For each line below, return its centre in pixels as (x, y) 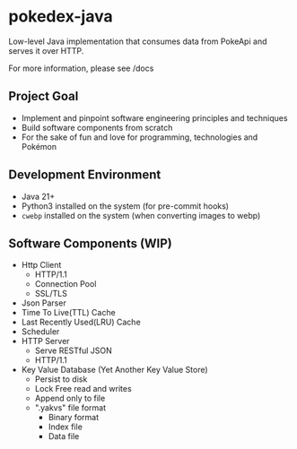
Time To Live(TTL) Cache (68, 313)
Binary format (74, 418)
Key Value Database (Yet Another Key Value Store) (114, 370)
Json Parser (44, 303)
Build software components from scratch (97, 127)
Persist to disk (61, 379)
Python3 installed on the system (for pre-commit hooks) (125, 206)
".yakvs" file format (70, 408)
